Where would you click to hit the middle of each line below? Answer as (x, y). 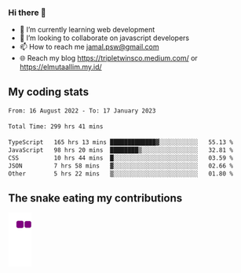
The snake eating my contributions (95, 198)
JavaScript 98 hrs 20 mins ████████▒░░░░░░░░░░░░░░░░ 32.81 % (121, 150)
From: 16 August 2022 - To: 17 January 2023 (82, 111)
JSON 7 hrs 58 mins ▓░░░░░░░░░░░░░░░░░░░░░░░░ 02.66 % (121, 166)
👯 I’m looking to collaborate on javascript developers (104, 38)
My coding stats (48, 92)
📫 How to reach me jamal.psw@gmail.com (89, 47)
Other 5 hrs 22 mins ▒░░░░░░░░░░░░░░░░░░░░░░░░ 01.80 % (121, 174)
